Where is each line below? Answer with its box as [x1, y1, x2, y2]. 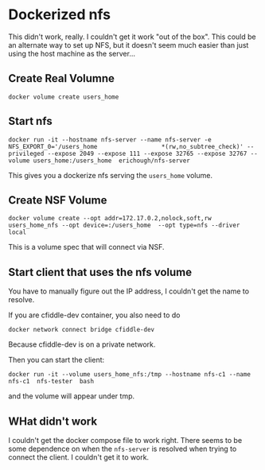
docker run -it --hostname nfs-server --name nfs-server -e [8, 135, 212, 144]
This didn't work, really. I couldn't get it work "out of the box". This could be [8, 32, 256, 41]
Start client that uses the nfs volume [8, 265, 193, 279]
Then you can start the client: [8, 355, 105, 365]
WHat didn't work [8, 414, 98, 428]
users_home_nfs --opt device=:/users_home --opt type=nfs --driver [8, 221, 240, 230]
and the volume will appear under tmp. [8, 391, 135, 401]
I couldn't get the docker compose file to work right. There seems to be [8, 436, 243, 445]
